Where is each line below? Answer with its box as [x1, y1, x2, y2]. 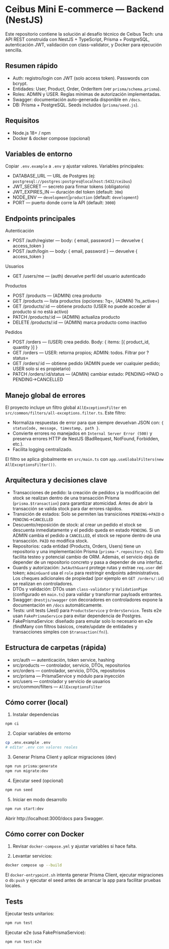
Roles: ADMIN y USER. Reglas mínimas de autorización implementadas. [12, 91, 161, 97]
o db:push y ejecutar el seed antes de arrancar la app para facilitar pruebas [5, 877, 161, 883]
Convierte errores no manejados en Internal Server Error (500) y [12, 430, 152, 436]
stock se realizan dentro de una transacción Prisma [12, 495, 120, 501]
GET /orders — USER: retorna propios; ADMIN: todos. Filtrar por [12, 349, 145, 356]
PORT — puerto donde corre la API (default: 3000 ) [12, 200, 116, 206]
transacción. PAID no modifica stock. [12, 538, 89, 544]
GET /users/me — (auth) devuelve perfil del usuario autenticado [12, 273, 146, 279]
